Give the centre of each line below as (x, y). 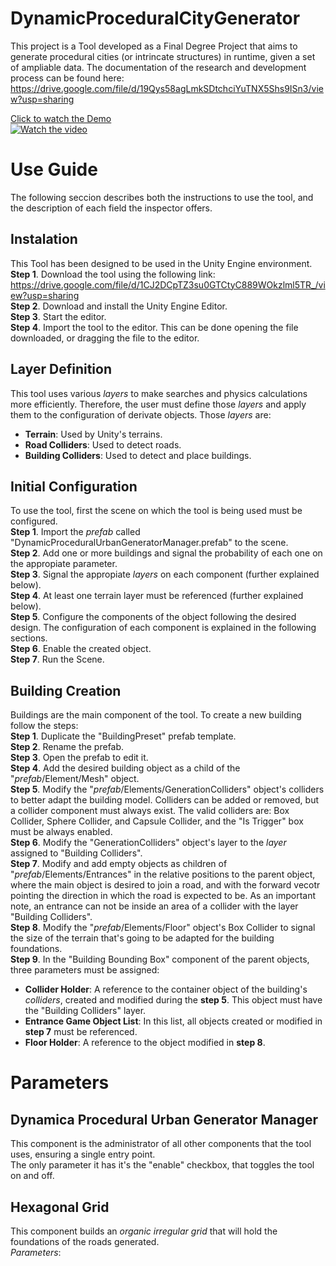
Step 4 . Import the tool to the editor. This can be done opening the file (154, 327)
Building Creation (66, 690)
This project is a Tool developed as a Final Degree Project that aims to (154, 46)
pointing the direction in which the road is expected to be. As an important (163, 896)
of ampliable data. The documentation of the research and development (158, 67)
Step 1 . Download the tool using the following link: (113, 274)
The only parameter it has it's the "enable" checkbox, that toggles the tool (162, 1165)
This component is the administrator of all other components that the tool (161, 1144)
